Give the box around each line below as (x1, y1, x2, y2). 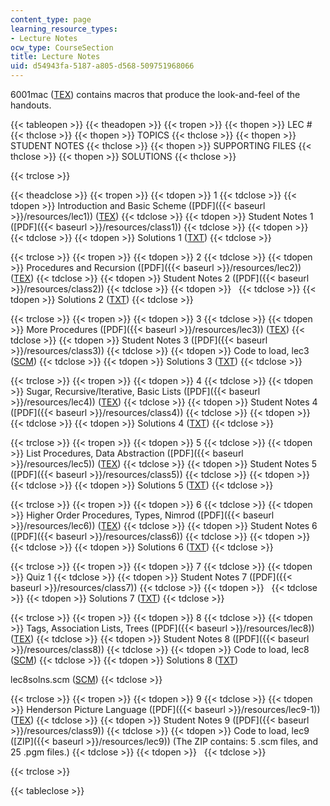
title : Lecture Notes (10, 52, 101, 62)
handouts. (10, 99, 52, 111)
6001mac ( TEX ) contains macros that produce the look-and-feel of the (10, 89, 301, 100)
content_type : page (10, 14, 92, 25)
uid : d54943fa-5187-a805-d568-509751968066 (10, 61, 195, 71)
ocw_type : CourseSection (10, 42, 114, 53)
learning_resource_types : (10, 24, 118, 34)
